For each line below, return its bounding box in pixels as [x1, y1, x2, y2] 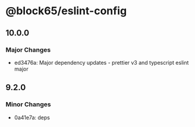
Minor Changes [5, 100, 51, 109]
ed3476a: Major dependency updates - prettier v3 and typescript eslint [14, 59, 189, 66]
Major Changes [5, 46, 51, 54]
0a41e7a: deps [14, 114, 50, 121]
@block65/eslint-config [5, 4, 127, 18]
